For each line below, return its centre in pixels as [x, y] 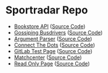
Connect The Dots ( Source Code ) [54, 45]
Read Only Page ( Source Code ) [52, 63]
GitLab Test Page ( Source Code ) [53, 51]
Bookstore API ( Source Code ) [50, 26]
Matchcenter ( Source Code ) [48, 57]
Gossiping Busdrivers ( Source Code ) [58, 32]
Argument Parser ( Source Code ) [53, 39]
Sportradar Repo [47, 10]
